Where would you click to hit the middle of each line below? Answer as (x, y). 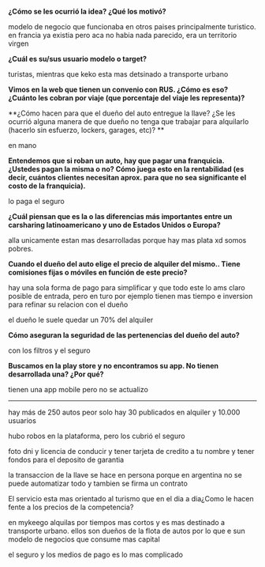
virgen (19, 43)
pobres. (21, 249)
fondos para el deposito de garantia (66, 459)
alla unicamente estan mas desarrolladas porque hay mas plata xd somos (127, 240)
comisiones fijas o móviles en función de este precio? (98, 272)
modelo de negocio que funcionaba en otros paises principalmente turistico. (132, 26)
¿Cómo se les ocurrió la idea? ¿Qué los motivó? (88, 11)
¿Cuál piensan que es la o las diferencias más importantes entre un (120, 216)
